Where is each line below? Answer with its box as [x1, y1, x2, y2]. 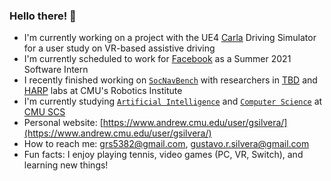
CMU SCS [23, 106, 66, 118]
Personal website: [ [23, 117, 104, 129]
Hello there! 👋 [9, 9, 77, 23]
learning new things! [23, 159, 109, 171]
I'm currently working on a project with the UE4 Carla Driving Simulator [23, 32, 317, 44]
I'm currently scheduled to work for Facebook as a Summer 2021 [23, 53, 292, 65]
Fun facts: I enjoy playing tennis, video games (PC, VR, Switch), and [23, 149, 304, 161]
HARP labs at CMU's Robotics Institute [23, 85, 183, 97]
